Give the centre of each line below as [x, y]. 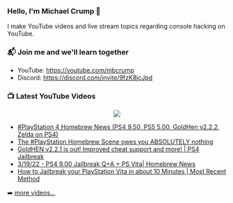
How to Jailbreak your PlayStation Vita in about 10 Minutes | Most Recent [122, 171]
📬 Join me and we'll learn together [68, 52]
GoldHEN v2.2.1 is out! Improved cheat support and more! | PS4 [108, 149]
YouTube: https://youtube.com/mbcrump [75, 70]
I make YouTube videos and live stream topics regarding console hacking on [116, 27]
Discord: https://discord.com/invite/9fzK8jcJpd [85, 77]
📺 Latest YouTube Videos [51, 96]
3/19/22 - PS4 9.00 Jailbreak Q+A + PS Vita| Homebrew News [106, 164]
